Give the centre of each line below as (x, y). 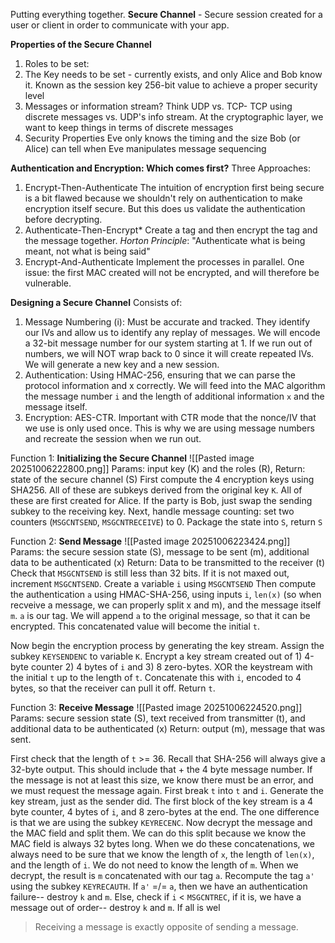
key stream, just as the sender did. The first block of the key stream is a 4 (162, 801)
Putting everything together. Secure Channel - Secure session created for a (166, 14)
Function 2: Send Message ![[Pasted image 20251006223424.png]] (150, 541)
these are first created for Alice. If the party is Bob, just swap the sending (161, 500)
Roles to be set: (57, 63)
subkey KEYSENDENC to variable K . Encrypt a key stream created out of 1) (156, 656)
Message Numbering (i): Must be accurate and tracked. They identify (167, 322)
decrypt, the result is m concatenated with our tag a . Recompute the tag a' (162, 875)
